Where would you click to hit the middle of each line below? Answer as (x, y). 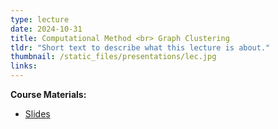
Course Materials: (48, 94)
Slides (37, 114)
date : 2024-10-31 (46, 29)
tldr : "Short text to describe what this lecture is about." (140, 47)
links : (24, 66)
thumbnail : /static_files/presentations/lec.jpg (113, 57)
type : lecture (40, 19)
